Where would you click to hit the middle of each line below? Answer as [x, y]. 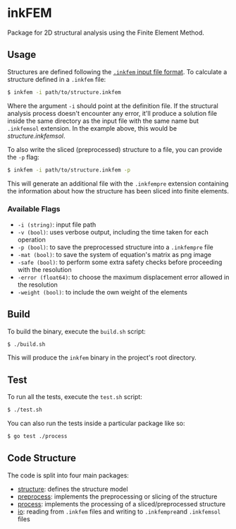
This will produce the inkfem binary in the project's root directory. [102, 357]
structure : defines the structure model [73, 489]
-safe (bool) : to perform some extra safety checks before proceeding [120, 262]
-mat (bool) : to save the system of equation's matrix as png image [114, 254]
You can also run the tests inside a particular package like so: [96, 423]
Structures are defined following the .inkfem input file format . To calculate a [117, 71]
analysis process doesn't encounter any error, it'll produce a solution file [112, 113]
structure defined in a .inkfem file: [57, 79]
